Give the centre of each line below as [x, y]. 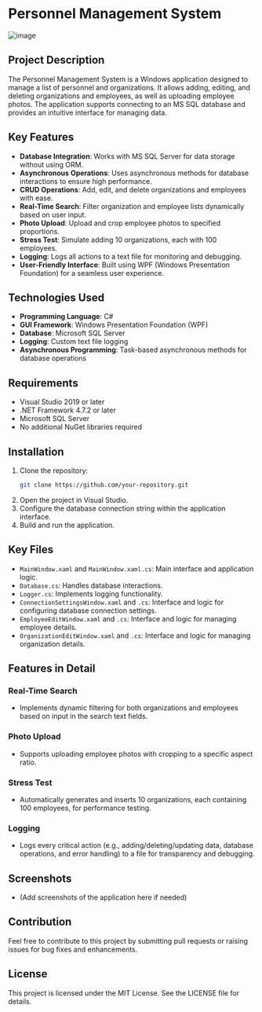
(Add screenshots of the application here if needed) [103, 897]
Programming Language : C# [66, 317]
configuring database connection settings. [88, 610]
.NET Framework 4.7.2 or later [67, 410]
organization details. [52, 643]
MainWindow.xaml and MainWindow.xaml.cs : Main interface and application [136, 568]
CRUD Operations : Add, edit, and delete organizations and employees [133, 189]
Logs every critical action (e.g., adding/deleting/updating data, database [136, 845]
